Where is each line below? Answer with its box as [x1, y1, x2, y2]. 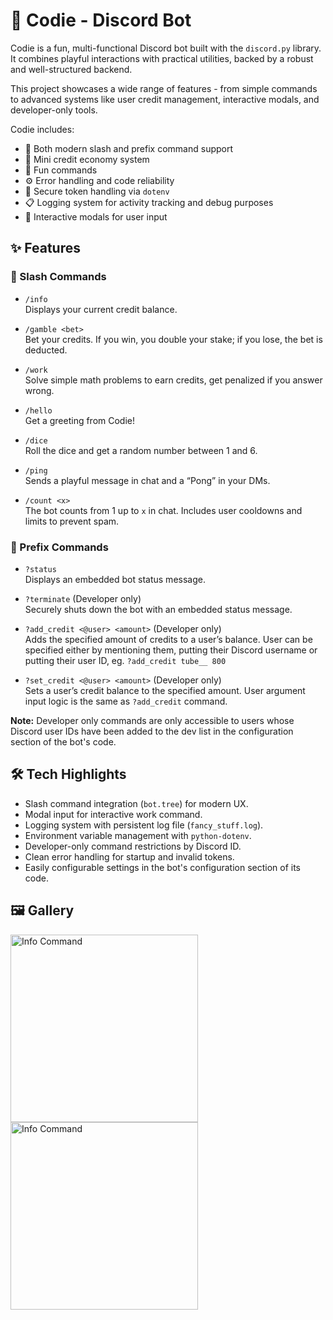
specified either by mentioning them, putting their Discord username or [24, 644, 318, 656]
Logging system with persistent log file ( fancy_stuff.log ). [24, 819, 264, 831]
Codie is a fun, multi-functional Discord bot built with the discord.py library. [10, 42, 322, 54]
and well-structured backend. [10, 63, 133, 75]
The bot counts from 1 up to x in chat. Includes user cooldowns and [24, 504, 303, 516]
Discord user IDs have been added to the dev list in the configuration [10, 725, 294, 737]
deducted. [24, 344, 68, 356]
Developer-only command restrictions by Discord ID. [24, 840, 242, 852]
